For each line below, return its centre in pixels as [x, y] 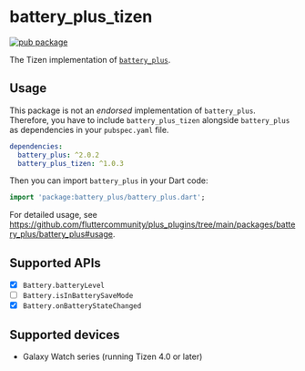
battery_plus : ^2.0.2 [59, 155]
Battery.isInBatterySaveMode [78, 296]
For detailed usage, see [53, 215]
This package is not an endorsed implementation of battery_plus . [133, 110]
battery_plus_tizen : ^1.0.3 [71, 163]
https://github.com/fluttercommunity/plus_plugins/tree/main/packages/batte [152, 224]
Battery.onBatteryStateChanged [82, 306]
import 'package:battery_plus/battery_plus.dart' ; [107, 198]
